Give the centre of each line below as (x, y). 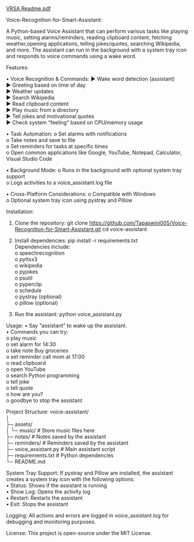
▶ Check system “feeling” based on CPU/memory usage (75, 122)
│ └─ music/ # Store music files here (50, 430)
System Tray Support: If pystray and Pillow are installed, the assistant (90, 473)
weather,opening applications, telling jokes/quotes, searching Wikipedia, (93, 44)
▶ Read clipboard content (38, 104)
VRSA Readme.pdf (28, 9)
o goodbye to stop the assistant (44, 400)
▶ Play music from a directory (42, 110)
